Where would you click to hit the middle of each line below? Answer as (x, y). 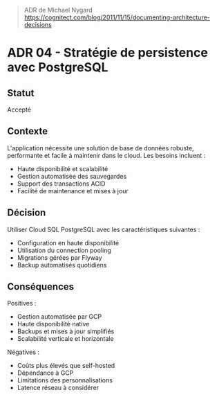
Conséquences (41, 287)
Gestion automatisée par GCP (59, 317)
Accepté (19, 109)
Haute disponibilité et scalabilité (63, 168)
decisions (38, 25)
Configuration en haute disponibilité (68, 242)
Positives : (22, 303)
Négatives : (23, 352)
